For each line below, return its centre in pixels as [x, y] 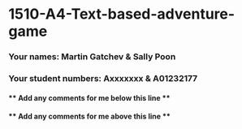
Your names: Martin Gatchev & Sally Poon [92, 57]
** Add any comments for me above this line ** [89, 116]
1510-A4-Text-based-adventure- [122, 14]
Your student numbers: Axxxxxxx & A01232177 [103, 79]
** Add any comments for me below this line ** [89, 97]
